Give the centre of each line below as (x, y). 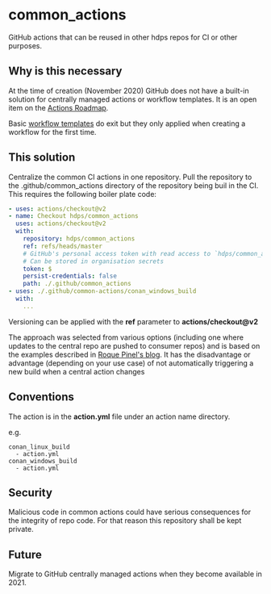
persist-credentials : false (70, 276)
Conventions (42, 397)
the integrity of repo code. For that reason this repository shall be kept (125, 521)
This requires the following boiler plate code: (83, 194)
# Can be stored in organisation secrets (93, 261)
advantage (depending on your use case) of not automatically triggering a (131, 363)
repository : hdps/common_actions (79, 239)
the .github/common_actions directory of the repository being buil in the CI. (133, 185)
